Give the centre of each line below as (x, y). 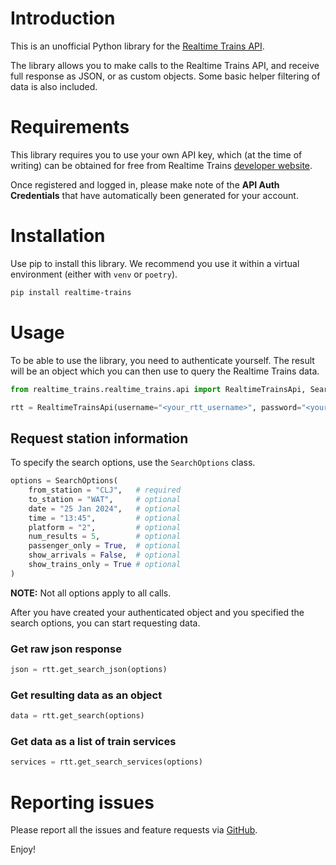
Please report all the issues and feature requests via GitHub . (134, 830)
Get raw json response (66, 649)
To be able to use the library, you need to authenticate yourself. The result (162, 360)
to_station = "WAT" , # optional (105, 499)
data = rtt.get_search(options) (77, 716)
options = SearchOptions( (64, 481)
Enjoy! (23, 849)
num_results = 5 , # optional (105, 537)
